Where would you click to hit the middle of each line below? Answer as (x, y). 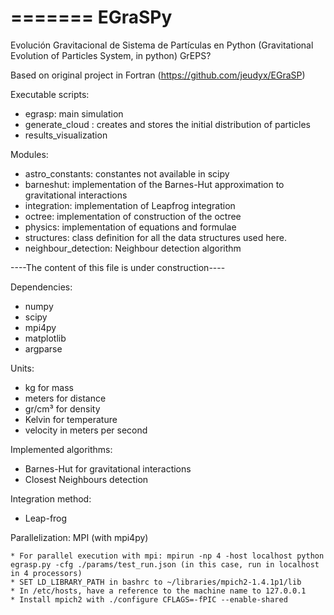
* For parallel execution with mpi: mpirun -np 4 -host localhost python (167, 556)
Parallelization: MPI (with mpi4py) (79, 537)
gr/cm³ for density (62, 408)
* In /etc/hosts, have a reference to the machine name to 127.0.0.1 (158, 591)
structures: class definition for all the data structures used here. (155, 237)
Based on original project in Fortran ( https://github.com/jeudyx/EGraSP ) (158, 75)
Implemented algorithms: (61, 449)
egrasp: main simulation (74, 113)
